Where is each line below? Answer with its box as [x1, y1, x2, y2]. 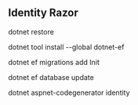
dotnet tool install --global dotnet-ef [8, 42, 125, 52]
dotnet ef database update [8, 72, 94, 81]
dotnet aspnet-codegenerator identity [8, 88, 131, 97]
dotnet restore [8, 27, 55, 36]
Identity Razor [8, 6, 78, 20]
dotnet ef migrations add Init [8, 57, 100, 67]
